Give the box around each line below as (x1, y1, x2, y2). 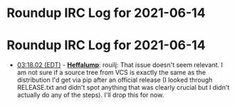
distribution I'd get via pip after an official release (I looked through (16, 76, 213, 84)
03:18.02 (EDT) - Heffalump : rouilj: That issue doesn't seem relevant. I (16, 61, 223, 69)
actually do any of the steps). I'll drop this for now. (16, 90, 164, 100)
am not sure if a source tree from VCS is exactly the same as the (16, 69, 206, 77)
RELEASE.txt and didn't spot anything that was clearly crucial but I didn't (16, 83, 230, 92)
